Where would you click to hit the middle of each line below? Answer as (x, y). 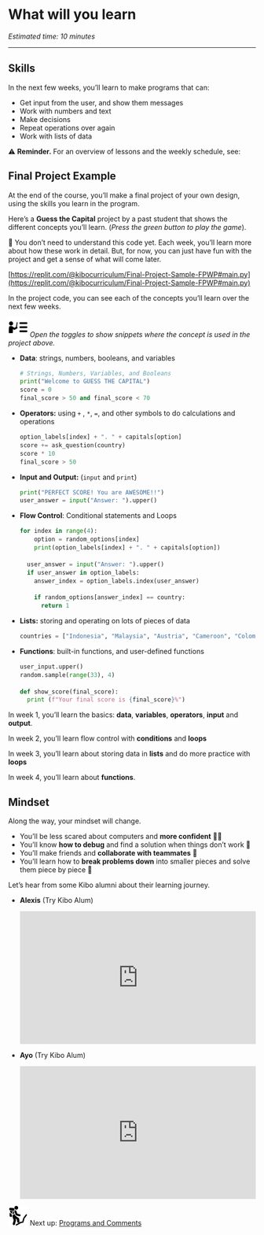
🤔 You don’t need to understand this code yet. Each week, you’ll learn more (130, 242)
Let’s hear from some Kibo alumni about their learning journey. (109, 885)
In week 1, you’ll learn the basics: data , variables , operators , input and (123, 715)
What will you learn (72, 15)
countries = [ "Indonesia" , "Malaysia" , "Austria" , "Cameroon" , (125, 636)
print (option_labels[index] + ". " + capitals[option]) (127, 548)
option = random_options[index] (87, 540)
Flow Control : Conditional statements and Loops (98, 516)
